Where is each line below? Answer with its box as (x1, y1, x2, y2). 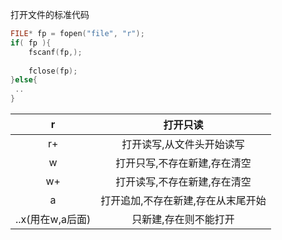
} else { (10, 75, 38, 85)
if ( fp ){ (10, 38, 52, 48)
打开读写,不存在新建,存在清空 (115, 175, 252, 188)
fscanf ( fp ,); (28, 47, 83, 57)
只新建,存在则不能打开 (131, 213, 235, 226)
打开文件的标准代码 (10, 9, 90, 20)
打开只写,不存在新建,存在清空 (115, 156, 252, 170)
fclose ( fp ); (28, 66, 78, 76)
